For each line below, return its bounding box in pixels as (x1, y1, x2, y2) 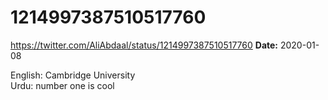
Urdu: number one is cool (10, 79, 115, 91)
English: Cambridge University (10, 69, 136, 81)
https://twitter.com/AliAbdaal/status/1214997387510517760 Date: (10, 39, 279, 51)
